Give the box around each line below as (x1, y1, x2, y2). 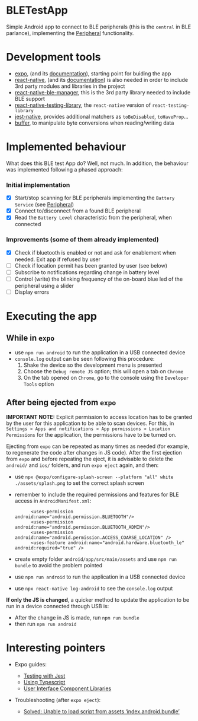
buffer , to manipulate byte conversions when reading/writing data (14, 119, 174, 126)
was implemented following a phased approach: (6, 166, 123, 173)
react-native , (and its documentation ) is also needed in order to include (14, 76, 188, 83)
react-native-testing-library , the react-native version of (14, 101, 151, 109)
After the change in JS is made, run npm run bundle (14, 614, 140, 621)
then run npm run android (14, 620, 77, 627)
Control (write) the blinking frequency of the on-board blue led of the (14, 275, 183, 282)
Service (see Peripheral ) (14, 201, 74, 208)
